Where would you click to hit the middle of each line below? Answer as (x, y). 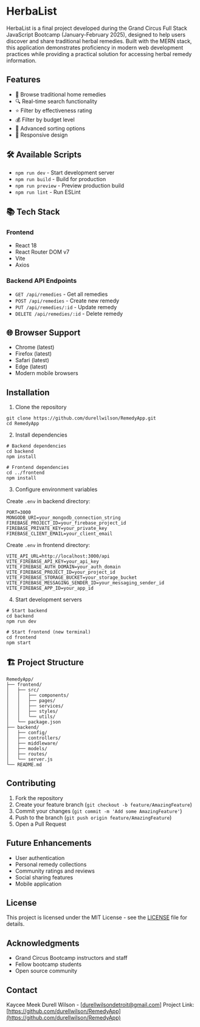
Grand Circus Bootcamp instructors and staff (71, 958)
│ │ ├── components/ (38, 695)
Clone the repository (41, 407)
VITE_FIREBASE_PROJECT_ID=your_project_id (61, 572)
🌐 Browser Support (43, 333)
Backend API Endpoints (42, 281)
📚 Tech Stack (33, 212)
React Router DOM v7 (42, 252)
